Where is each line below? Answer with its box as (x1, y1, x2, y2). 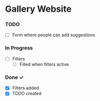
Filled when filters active (19, 61, 69, 67)
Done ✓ (5, 74, 24, 80)
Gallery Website (5, 3, 72, 15)
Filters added (12, 85, 39, 91)
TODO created (12, 91, 42, 97)
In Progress (5, 45, 33, 51)
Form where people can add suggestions (12, 32, 96, 38)
